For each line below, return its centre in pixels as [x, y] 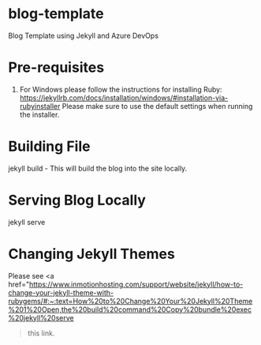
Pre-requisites [56, 67]
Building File [49, 146]
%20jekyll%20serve [41, 317]
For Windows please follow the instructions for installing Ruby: [121, 89]
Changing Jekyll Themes [91, 254]
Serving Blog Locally [77, 200]
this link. [41, 333]
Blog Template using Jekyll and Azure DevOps [84, 36]
